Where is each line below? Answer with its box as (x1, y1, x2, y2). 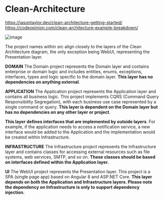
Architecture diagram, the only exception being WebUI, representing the (5, 49, 150, 55)
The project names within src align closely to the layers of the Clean (5, 43, 142, 49)
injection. (5, 189, 25, 195)
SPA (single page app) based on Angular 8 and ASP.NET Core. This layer (5, 174, 152, 180)
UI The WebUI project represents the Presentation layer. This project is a (5, 168, 150, 174)
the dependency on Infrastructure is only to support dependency (5, 184, 140, 190)
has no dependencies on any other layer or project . (5, 109, 111, 115)
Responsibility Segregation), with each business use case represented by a (5, 99, 156, 104)
